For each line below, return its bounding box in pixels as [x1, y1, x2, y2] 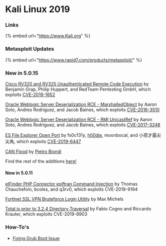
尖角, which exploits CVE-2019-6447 [5, 138, 81, 144]
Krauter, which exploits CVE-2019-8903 [5, 211, 88, 217]
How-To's [5, 224, 30, 231]
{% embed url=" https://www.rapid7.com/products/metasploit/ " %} [5, 57, 142, 63]
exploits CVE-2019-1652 [5, 92, 55, 98]
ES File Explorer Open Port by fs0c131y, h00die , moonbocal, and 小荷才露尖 [5, 132, 161, 138]
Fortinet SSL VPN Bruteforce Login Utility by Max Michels [5, 196, 124, 202]
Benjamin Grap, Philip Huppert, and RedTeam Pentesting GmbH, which [5, 87, 151, 93]
